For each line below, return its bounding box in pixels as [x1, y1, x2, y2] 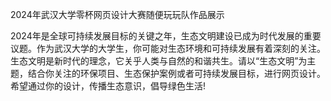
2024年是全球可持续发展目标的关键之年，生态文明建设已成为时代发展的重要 [10, 30, 322, 42]
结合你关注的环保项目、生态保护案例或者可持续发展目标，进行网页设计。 [27, 68, 326, 79]
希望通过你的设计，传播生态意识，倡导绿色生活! [10, 80, 207, 92]
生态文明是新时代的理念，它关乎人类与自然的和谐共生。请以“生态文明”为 [10, 55, 308, 67]
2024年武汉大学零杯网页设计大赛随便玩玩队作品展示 [10, 9, 225, 20]
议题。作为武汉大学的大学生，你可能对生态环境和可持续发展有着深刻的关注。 [10, 43, 326, 54]
